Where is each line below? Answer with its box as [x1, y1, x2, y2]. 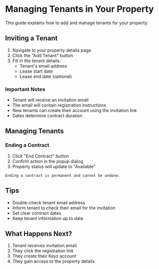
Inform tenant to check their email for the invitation [12, 205, 116, 211]
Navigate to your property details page [12, 47, 91, 53]
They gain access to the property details [12, 258, 95, 265]
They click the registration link [12, 248, 74, 254]
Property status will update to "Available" [12, 163, 96, 169]
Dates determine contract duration [12, 113, 83, 119]
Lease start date [19, 68, 53, 74]
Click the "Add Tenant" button [12, 52, 73, 58]
